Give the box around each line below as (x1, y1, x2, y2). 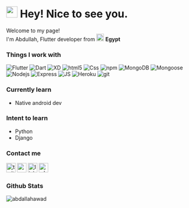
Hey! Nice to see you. (20, 7, 129, 21)
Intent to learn (6, 114, 48, 122)
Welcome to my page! (6, 27, 60, 34)
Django (14, 134, 33, 141)
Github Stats (6, 182, 44, 190)
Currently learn (6, 86, 52, 94)
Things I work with (6, 50, 62, 59)
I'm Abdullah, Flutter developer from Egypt (6, 35, 121, 43)
